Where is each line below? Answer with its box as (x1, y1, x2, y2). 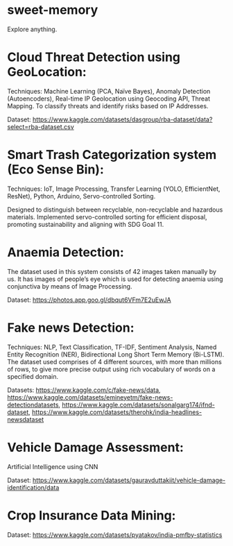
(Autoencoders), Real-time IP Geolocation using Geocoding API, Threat (7, 94, 210, 103)
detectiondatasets (7, 400, 59, 409)
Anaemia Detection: (7, 245, 125, 260)
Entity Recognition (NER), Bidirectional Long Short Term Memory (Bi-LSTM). (7, 350, 225, 359)
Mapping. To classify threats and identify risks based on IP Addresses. (7, 101, 209, 110)
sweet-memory (7, 2, 98, 18)
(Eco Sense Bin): (7, 162, 104, 178)
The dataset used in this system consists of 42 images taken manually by (7, 267, 217, 275)
